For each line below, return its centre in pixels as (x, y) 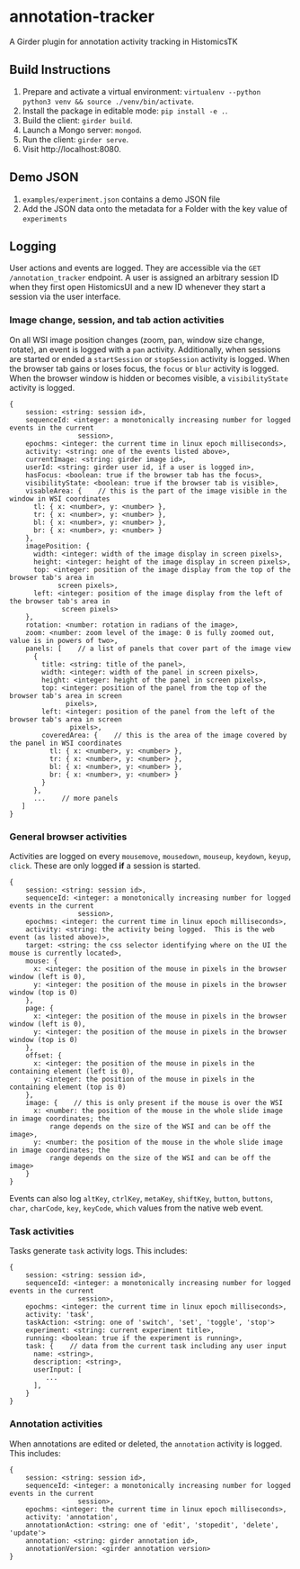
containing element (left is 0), (72, 1071)
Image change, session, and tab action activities (117, 320)
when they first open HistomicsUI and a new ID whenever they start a (138, 287)
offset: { (44, 1056)
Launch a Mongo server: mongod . (82, 130)
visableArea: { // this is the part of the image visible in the (156, 491)
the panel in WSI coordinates (66, 743)
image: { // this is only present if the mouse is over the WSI (154, 1102)
